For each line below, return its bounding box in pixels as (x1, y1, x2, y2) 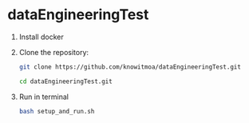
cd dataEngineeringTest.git (18, 77, 113, 85)
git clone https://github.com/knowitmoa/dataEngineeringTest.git (18, 62, 241, 71)
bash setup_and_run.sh (18, 107, 95, 115)
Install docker (18, 32, 65, 42)
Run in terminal (18, 92, 69, 101)
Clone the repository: (18, 47, 89, 57)
